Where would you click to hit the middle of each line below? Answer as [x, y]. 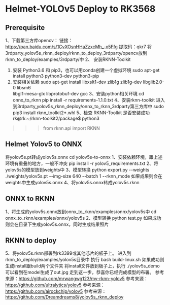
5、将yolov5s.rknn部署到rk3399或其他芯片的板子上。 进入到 [68, 253]
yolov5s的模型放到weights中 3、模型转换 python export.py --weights [77, 170]
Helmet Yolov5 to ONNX [44, 144]
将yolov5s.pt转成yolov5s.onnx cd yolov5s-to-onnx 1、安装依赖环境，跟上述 [84, 157]
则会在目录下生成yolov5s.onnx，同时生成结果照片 [57, 224]
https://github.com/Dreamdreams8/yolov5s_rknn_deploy [64, 297]
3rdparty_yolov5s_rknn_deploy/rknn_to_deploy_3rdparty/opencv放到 [76, 53]
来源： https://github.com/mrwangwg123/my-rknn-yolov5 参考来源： [77, 279]
